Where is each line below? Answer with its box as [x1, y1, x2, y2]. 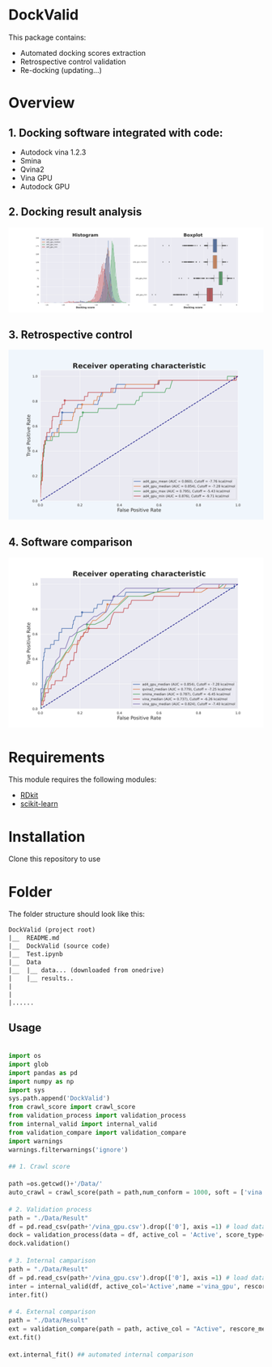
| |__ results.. [8, 974, 74, 983]
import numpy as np [8, 1077, 74, 1085]
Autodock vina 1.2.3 [19, 147, 87, 157]
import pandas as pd [8, 1068, 79, 1077]
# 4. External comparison [8, 1308, 96, 1316]
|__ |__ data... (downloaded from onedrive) [8, 966, 164, 974]
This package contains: [8, 32, 87, 42]
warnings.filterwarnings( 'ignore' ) [8, 1145, 129, 1154]
